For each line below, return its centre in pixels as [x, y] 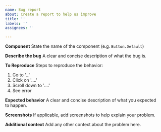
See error [22, 91]
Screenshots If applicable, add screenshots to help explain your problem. [80, 115]
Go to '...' [21, 75]
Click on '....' [25, 80]
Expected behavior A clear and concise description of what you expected [81, 100]
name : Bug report [23, 10]
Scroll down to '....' [31, 85]
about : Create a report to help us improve [51, 14]
